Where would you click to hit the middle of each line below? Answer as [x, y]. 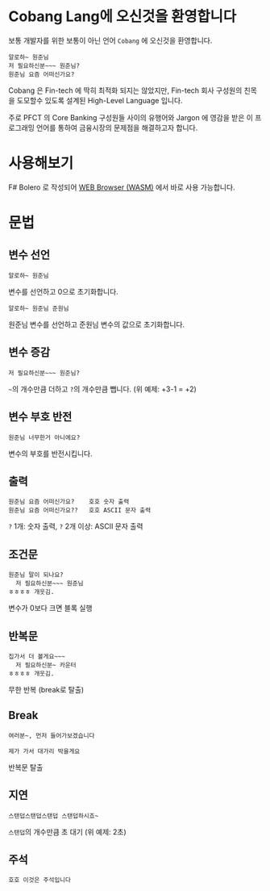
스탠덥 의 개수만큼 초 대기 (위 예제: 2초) [67, 831]
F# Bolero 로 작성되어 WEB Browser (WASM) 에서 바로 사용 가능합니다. [122, 187]
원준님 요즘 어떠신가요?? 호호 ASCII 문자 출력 [80, 510]
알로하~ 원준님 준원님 [39, 308]
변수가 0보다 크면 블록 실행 [50, 608]
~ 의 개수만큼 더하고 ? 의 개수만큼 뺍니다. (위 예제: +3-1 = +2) [103, 389]
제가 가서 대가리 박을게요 [44, 751]
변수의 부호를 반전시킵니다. [50, 454]
